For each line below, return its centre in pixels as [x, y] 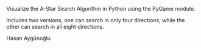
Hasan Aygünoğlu [28, 38]
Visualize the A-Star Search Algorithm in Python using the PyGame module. [101, 9]
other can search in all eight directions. [55, 27]
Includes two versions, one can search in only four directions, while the [96, 20]
